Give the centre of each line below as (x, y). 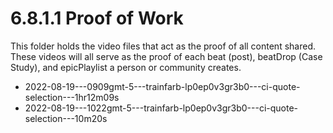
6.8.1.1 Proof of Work (97, 18)
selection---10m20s (66, 118)
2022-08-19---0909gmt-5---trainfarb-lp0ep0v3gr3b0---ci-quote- (162, 86)
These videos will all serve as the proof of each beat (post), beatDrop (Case (166, 56)
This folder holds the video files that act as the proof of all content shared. (163, 46)
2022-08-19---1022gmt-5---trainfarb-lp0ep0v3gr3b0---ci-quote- (161, 108)
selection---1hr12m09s (72, 97)
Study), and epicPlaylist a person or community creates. (126, 67)
